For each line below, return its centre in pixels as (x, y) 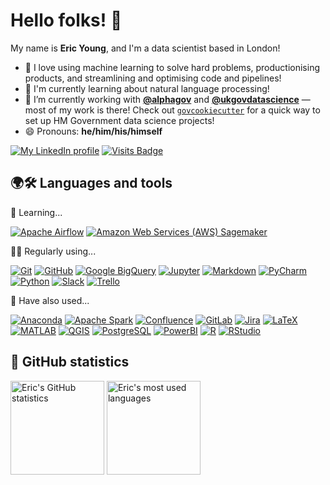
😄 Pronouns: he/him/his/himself (93, 131)
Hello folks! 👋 (66, 20)
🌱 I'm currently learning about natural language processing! (147, 88)
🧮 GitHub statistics (70, 362)
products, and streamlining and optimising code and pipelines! (153, 78)
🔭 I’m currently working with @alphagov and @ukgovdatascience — (167, 99)
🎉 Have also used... (50, 300)
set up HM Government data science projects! (119, 120)
